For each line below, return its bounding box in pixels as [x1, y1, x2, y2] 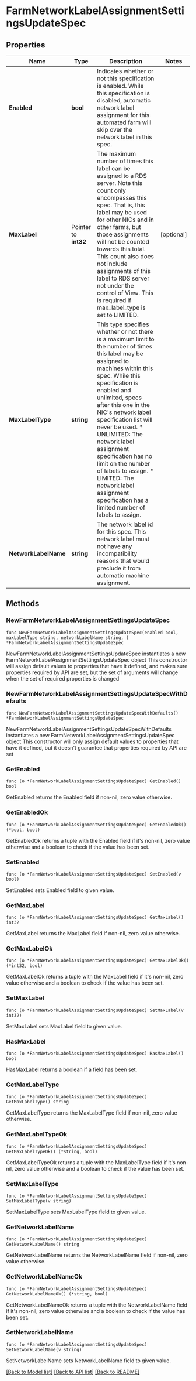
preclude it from [97, 564, 141, 572]
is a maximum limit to [97, 335, 155, 343]
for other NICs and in [97, 216, 155, 224]
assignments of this [97, 267, 150, 275]
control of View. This [97, 289, 153, 297]
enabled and [97, 387, 131, 394]
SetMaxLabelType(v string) [6, 1198, 72, 1204]
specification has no [97, 452, 153, 460]
